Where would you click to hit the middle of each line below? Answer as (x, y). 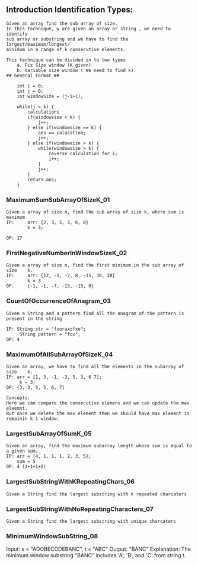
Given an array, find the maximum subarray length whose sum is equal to (99, 446)
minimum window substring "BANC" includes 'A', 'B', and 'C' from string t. (96, 555)
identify (17, 34)
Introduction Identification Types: (70, 10)
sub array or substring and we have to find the (67, 39)
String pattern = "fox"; (50, 334)
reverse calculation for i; (83, 153)
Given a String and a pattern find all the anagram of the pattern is (95, 313)
